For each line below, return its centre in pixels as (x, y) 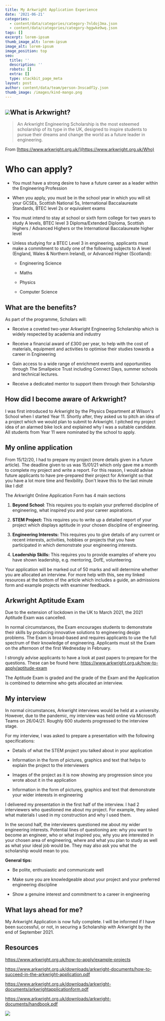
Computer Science (39, 292)
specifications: (20, 741)
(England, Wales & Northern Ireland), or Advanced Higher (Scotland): (82, 254)
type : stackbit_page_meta (36, 78)
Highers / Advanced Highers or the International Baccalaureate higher (83, 228)
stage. (12, 726)
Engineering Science (41, 263)
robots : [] (21, 70)
